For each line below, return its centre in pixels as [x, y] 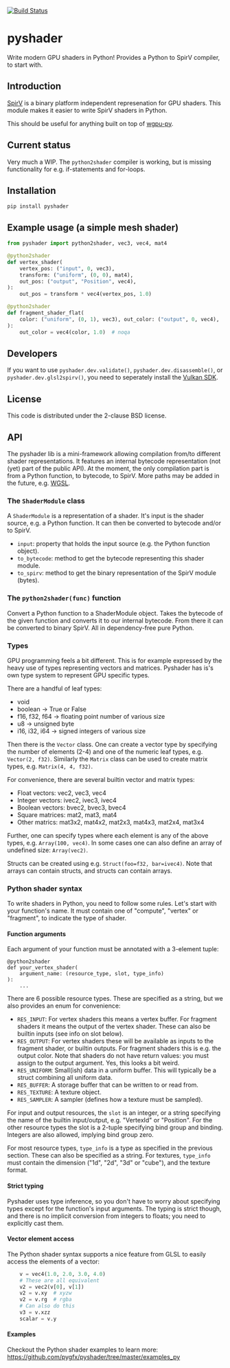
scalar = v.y [38, 1318]
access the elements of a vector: [54, 1261]
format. [18, 1170]
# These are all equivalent [59, 1280]
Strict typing [25, 1186]
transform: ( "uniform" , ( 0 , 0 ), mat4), [77, 275]
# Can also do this [47, 1306]
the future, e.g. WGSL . [39, 483]
